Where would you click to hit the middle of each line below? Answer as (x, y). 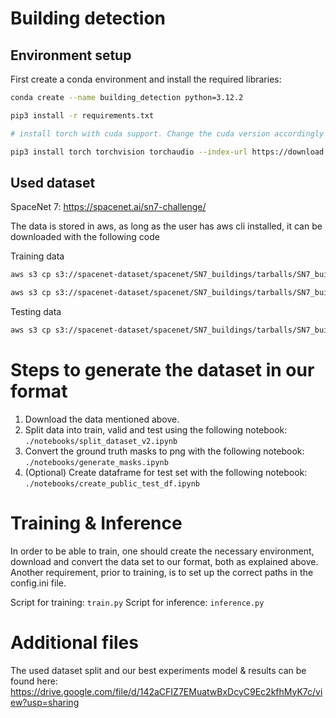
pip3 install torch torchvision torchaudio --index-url (129, 152)
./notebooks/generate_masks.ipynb (96, 462)
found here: (34, 681)
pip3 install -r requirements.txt (82, 115)
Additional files (74, 643)
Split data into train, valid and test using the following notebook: (156, 429)
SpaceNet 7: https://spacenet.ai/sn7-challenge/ (108, 207)
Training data (37, 256)
